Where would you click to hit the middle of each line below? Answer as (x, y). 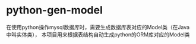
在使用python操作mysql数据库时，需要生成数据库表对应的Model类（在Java (98, 27)
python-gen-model (54, 10)
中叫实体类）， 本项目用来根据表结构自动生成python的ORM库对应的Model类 (98, 34)
